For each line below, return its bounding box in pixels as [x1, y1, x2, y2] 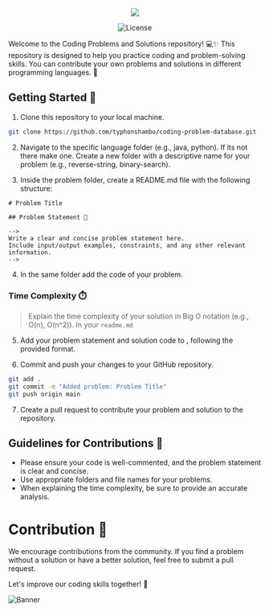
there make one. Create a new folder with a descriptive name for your [19, 150, 251, 160]
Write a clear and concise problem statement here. [8, 234, 185, 242]
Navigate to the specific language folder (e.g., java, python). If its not [19, 142, 248, 152]
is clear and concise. [19, 466, 89, 476]
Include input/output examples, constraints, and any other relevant [8, 241, 247, 249]
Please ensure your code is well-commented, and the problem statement [19, 458, 262, 467]
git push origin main [8, 390, 81, 398]
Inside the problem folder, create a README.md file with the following [19, 175, 251, 184]
